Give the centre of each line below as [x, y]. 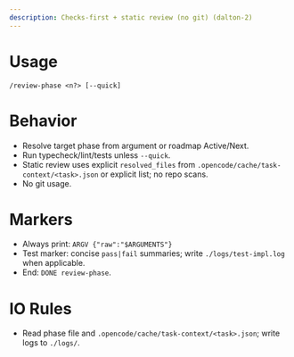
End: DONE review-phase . [66, 272]
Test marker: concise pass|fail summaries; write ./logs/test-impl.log [153, 253]
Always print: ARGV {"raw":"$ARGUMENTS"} [97, 244]
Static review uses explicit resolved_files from [109, 164]
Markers [41, 219]
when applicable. [53, 263]
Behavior [43, 120]
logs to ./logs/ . [51, 343]
